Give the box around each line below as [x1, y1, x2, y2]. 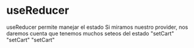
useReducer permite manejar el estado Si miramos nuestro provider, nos [6, 23, 189, 31]
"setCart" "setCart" [6, 36, 55, 43]
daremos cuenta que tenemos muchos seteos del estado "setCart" [6, 29, 174, 37]
